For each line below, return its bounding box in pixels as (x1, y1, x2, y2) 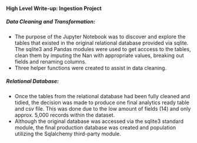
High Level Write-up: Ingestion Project (6, 5, 102, 12)
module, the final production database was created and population (14, 124, 176, 131)
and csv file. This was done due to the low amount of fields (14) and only (14, 105, 191, 112)
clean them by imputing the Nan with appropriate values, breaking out (14, 52, 184, 59)
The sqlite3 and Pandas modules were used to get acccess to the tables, (14, 45, 191, 52)
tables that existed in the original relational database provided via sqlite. (14, 39, 189, 46)
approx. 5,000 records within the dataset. (14, 111, 115, 118)
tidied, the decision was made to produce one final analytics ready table (14, 99, 189, 106)
